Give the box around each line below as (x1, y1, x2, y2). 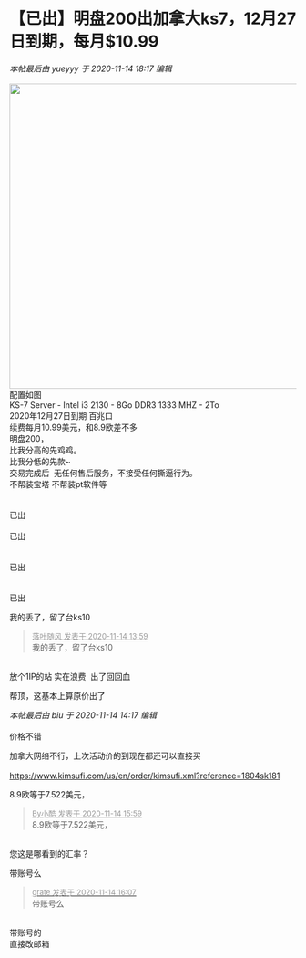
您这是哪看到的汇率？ (9, 848, 89, 859)
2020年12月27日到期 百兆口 (9, 410, 114, 421)
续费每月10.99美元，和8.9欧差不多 (9, 422, 138, 432)
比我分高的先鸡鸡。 (9, 444, 82, 455)
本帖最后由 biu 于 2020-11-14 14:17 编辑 (9, 709, 158, 721)
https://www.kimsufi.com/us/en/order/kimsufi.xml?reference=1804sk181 (9, 770, 280, 781)
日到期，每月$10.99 (9, 31, 159, 52)
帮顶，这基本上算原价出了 (9, 690, 106, 701)
